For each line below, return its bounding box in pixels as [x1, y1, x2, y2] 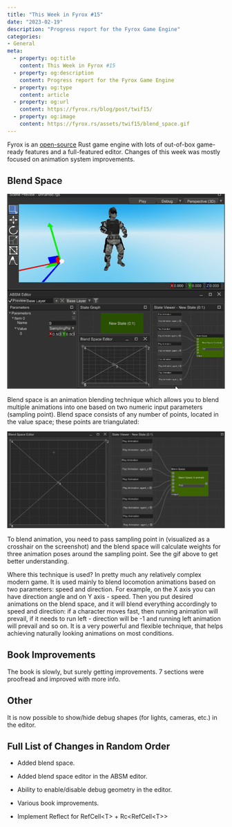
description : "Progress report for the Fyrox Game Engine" [7, 26, 181, 32]
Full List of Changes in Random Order [7, 740, 171, 752]
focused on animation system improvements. [7, 155, 135, 163]
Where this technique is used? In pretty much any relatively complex [7, 570, 202, 578]
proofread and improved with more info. [7, 674, 121, 683]
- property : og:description [13, 69, 95, 76]
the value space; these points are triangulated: [7, 417, 139, 426]
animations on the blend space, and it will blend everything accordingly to [7, 600, 217, 608]
